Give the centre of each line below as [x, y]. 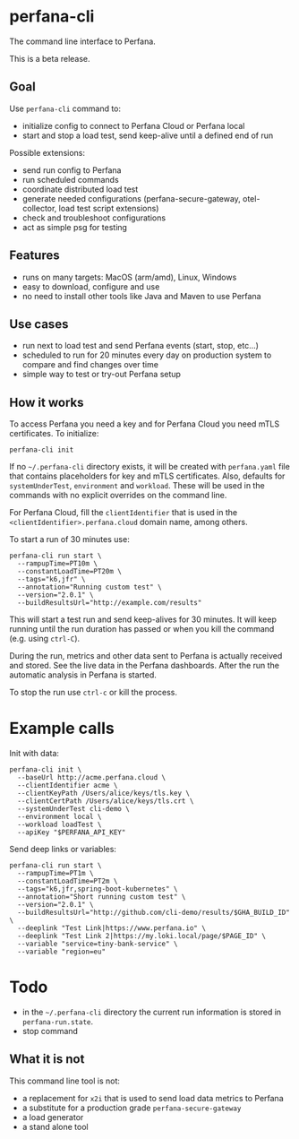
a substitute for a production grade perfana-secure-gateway [132, 1108]
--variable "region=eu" [61, 952]
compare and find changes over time [90, 365]
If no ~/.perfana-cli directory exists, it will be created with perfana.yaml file [150, 467]
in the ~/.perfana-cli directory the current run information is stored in [152, 1012]
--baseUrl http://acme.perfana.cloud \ [92, 778]
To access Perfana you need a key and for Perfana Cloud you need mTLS [145, 424]
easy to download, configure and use [91, 286]
